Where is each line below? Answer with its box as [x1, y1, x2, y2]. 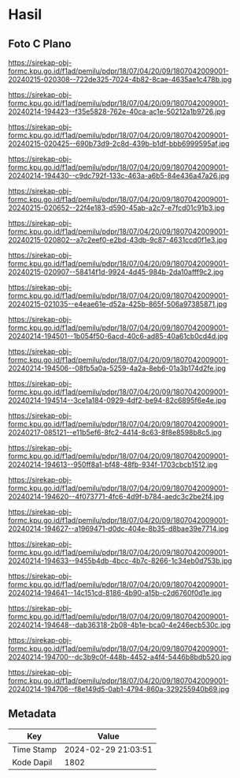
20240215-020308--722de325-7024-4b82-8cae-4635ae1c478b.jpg [8, 75, 232, 84]
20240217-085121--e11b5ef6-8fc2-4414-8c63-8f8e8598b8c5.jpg [8, 428, 222, 437]
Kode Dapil [12, 757, 53, 768]
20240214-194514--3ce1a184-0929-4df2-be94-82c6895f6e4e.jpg [8, 396, 227, 404]
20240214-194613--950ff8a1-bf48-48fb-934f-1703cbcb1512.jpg [8, 460, 218, 469]
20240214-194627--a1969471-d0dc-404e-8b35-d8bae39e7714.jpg [8, 524, 229, 533]
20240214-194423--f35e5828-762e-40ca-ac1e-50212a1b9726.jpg [8, 107, 226, 116]
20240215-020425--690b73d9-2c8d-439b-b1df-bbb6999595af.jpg [8, 139, 230, 148]
